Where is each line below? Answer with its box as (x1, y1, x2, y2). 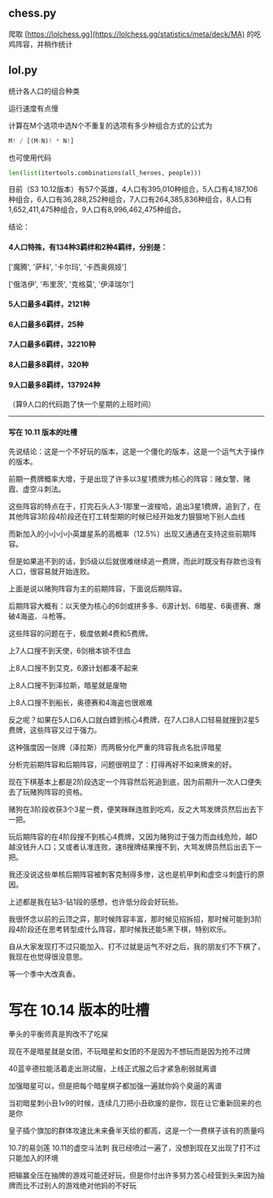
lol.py (8, 63, 38, 77)
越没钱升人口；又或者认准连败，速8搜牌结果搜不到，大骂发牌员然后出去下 (8, 842, 255, 852)
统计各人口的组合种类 (8, 85, 80, 96)
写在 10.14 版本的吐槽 (8, 1000, 150, 1019)
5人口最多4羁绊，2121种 (8, 299, 90, 309)
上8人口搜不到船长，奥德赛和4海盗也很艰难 (8, 698, 153, 708)
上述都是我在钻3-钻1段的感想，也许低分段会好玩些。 (8, 897, 183, 907)
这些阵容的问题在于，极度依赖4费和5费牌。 (8, 629, 153, 638)
